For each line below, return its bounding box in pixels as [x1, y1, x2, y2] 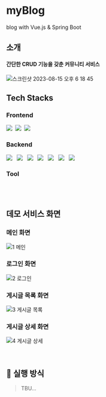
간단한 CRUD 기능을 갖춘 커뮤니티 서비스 [6, 60, 100, 67]
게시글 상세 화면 [6, 323, 49, 331]
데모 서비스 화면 [6, 209, 61, 219]
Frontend [6, 111, 34, 119]
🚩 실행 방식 [6, 368, 45, 378]
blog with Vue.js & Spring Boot [6, 23, 82, 31]
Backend [6, 140, 33, 149]
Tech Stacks [6, 93, 54, 103]
